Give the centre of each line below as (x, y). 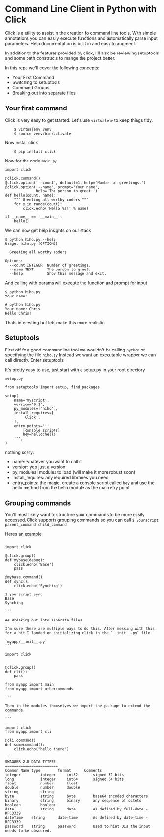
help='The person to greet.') (67, 191)
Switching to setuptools (36, 82)
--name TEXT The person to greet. (50, 269)
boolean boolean (30, 805)
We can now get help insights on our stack (48, 230)
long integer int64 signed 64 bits (65, 779)
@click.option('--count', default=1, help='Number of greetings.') (76, 183)
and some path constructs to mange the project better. (60, 58)
